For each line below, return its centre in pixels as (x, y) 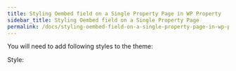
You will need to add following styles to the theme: (80, 47)
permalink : (23, 26)
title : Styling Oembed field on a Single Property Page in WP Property (114, 14)
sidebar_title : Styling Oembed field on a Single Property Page (103, 20)
